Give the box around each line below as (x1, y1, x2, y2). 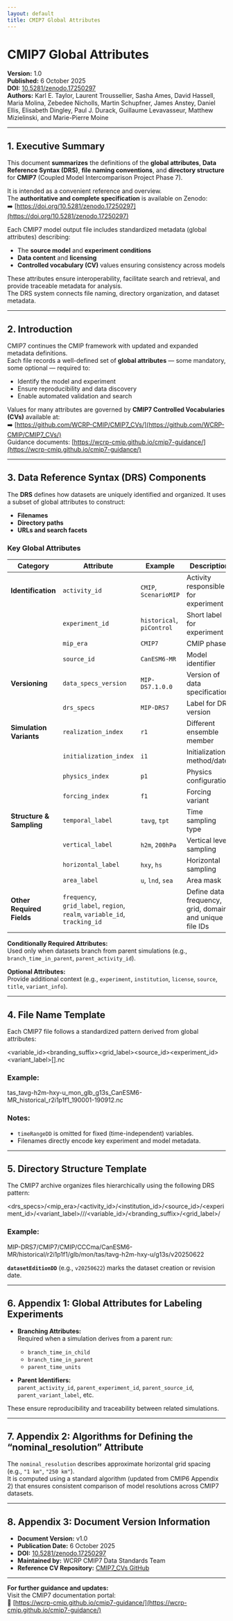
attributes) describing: (7, 233, 71, 241)
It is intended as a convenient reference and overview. (7, 187, 162, 195)
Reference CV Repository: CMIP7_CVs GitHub (17, 1564, 150, 1572)
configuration (186, 776, 231, 786)
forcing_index (62, 792, 110, 800)
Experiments (7, 1309, 64, 1321)
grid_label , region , (62, 901, 126, 910)
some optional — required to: (7, 364, 90, 372)
